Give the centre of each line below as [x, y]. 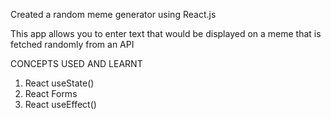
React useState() [59, 83]
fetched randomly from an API [72, 44]
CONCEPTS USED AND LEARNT [76, 63]
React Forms [51, 93]
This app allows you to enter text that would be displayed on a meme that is [166, 33]
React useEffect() [60, 104]
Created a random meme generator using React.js [113, 14]
